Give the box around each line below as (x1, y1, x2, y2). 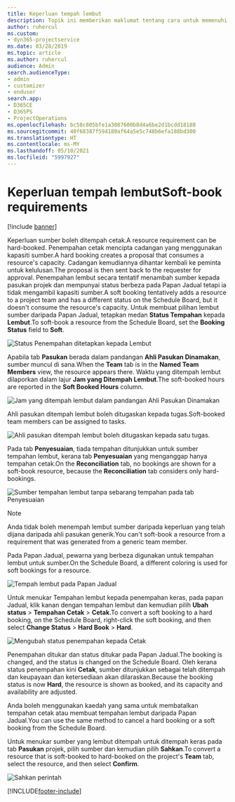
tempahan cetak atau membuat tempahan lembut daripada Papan (7, 709, 197, 717)
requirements (7, 199, 88, 215)
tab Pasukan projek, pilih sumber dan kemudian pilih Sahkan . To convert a (7, 744, 221, 753)
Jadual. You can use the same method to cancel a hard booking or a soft (7, 716, 215, 724)
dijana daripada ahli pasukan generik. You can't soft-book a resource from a (7, 530, 226, 538)
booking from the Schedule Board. (7, 723, 107, 732)
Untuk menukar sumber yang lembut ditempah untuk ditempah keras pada (7, 737, 222, 745)
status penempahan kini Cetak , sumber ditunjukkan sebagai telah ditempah (7, 665, 226, 673)
